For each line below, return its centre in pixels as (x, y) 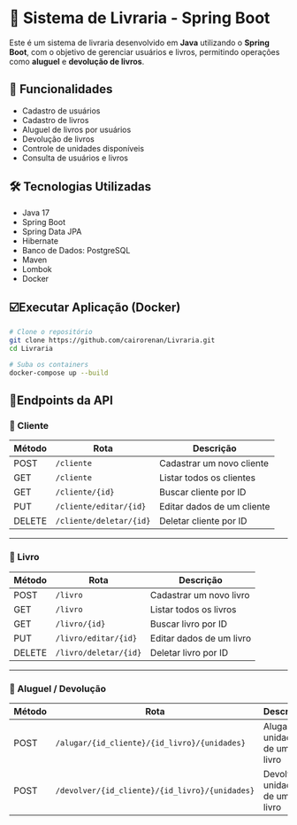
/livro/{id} (80, 623)
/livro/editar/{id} (96, 638)
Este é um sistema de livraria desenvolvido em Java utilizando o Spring (139, 43)
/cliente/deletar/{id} (103, 521)
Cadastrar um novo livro (200, 595)
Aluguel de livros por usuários (76, 129)
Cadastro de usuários (61, 111)
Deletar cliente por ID (203, 521)
